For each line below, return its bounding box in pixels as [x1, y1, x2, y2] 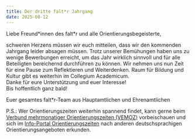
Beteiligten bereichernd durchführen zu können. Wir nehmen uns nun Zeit [6, 60, 184, 67]
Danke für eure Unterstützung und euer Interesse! [6, 78, 126, 85]
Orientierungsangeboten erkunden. [6, 126, 91, 133]
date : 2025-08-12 [6, 14, 49, 20]
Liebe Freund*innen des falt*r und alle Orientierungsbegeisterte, [6, 30, 162, 37]
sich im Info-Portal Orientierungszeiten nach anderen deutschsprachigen [6, 120, 183, 127]
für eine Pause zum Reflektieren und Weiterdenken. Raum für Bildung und [6, 66, 184, 73]
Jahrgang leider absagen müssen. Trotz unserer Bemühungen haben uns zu [6, 47, 190, 54]
